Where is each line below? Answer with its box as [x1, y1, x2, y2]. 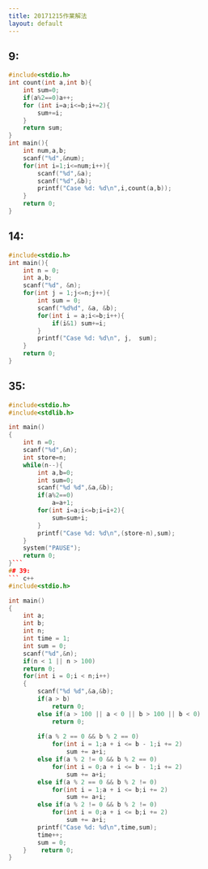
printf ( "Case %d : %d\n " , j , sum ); [37, 334, 158, 342]
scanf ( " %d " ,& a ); [37, 169, 92, 177]
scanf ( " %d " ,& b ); [37, 176, 92, 185]
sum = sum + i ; [51, 514, 89, 522]
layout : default [8, 20, 63, 28]
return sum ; [23, 124, 63, 133]
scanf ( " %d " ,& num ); [23, 154, 85, 163]
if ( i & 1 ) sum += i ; [51, 319, 107, 328]
